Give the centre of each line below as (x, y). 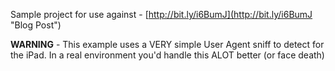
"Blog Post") (36, 25)
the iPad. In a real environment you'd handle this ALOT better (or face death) (167, 55)
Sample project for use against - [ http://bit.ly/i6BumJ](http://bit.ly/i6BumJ (161, 14)
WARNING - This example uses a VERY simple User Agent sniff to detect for (167, 44)
